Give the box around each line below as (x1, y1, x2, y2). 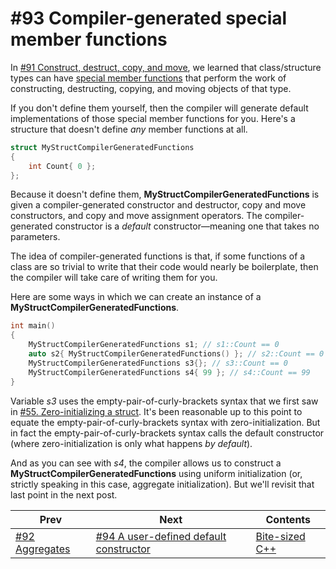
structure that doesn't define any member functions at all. (10, 123, 248, 135)
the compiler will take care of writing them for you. (10, 272, 218, 284)
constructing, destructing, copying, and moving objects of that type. (10, 82, 292, 94)
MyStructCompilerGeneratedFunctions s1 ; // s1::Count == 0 (28, 340, 280, 350)
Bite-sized (255, 529, 306, 543)
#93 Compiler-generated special (10, 7, 288, 30)
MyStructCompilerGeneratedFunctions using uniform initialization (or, (10, 467, 303, 479)
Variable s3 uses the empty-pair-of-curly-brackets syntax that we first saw (10, 395, 319, 407)
